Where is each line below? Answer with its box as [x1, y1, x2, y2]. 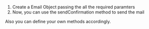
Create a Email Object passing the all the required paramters [12, 4, 135, 10]
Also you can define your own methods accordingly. [5, 19, 111, 24]
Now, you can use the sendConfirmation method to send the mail [12, 9, 145, 15]
